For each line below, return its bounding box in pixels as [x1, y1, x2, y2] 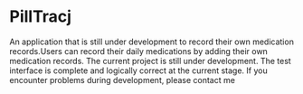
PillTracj [9, 6, 72, 27]
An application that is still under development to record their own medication [9, 36, 294, 47]
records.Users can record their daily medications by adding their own [9, 45, 269, 56]
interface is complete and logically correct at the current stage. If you [9, 65, 269, 76]
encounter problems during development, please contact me [9, 74, 235, 85]
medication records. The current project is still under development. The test [9, 55, 291, 66]
